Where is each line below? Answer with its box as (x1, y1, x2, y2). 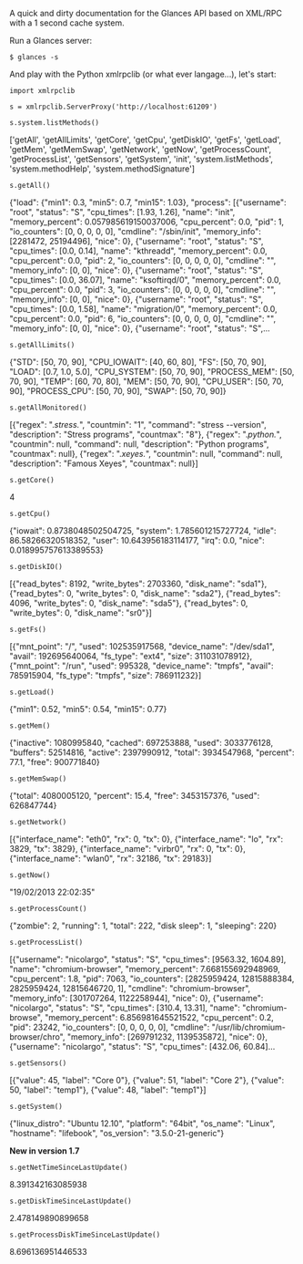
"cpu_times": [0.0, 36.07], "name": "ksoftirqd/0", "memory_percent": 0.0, (9, 275, 282, 285)
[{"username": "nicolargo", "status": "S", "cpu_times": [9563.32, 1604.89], (9, 954, 287, 965)
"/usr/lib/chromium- (211, 1021, 287, 1032)
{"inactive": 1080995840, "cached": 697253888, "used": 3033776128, (9, 738, 274, 748)
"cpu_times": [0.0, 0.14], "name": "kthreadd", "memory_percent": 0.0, (9, 245, 268, 256)
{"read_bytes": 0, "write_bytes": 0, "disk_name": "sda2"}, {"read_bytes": (9, 588, 281, 598)
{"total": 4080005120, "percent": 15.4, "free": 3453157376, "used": (9, 791, 260, 801)
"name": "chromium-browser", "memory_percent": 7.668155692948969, (9, 964, 280, 974)
